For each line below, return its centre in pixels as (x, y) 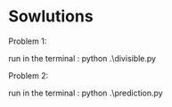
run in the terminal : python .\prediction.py (86, 93)
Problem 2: (29, 75)
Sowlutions (51, 16)
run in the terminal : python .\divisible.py (82, 58)
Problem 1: (28, 41)
